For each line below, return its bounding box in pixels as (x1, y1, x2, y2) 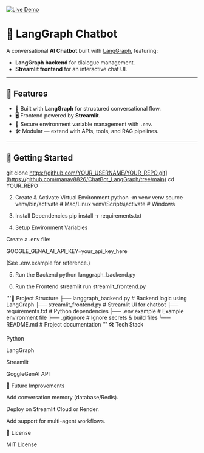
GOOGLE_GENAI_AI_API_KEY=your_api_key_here (6, 247, 127, 255)
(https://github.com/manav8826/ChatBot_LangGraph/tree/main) (6, 175, 167, 182)
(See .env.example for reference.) (6, 259, 90, 266)
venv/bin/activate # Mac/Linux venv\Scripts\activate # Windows (15, 200, 175, 207)
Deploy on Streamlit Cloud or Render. (6, 405, 99, 413)
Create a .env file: (6, 235, 50, 243)
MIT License (6, 441, 38, 448)
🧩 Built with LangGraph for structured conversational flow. (15, 105, 161, 112)
